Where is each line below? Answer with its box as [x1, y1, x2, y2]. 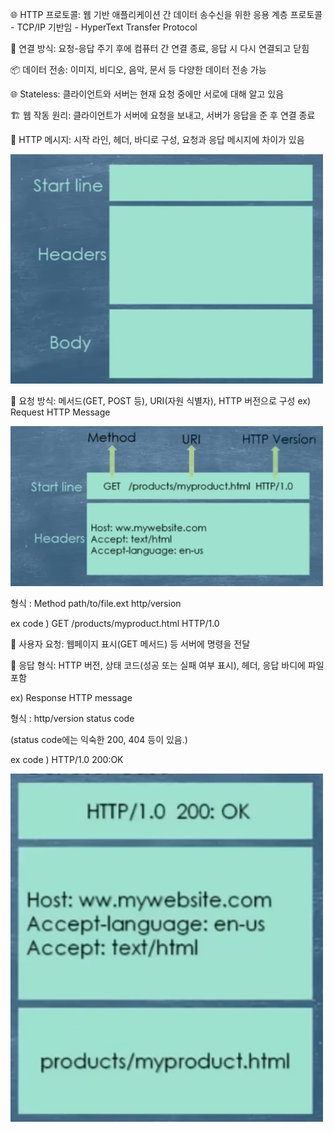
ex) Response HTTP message [10, 691, 133, 703]
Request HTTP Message [10, 406, 111, 418]
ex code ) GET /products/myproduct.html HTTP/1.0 [10, 617, 220, 629]
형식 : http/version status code [10, 712, 135, 724]
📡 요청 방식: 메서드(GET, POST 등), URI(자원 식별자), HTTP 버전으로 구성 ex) [10, 394, 312, 407]
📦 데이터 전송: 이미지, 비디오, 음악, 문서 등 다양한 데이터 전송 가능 [10, 64, 267, 75]
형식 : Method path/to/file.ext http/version [10, 597, 182, 609]
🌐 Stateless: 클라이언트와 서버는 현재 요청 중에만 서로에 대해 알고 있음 [10, 88, 285, 100]
